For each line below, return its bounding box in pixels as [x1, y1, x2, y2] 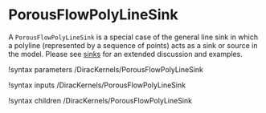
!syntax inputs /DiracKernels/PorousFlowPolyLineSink [8, 80, 186, 90]
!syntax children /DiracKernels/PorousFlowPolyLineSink [8, 95, 193, 105]
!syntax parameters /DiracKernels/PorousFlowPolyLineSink [8, 64, 203, 74]
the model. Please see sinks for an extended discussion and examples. [8, 49, 243, 59]
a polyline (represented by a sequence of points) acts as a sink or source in [8, 40, 258, 50]
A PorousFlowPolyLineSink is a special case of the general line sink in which [8, 32, 259, 42]
